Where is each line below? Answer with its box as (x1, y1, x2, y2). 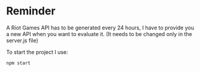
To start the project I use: (6, 48, 68, 55)
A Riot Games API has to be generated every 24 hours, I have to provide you (6, 24, 195, 31)
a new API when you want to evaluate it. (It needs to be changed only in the (6, 30, 193, 37)
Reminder (6, 4, 56, 18)
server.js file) (6, 37, 39, 44)
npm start (6, 60, 31, 66)
